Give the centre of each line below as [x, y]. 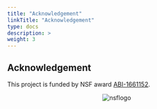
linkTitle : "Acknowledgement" [51, 20]
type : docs [23, 26]
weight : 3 [22, 40]
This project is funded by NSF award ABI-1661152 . [79, 84]
